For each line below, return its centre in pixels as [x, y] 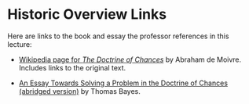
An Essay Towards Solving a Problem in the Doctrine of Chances [123, 83]
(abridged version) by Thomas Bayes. [79, 91]
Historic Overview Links [87, 14]
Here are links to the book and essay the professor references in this [118, 36]
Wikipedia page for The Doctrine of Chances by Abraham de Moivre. [130, 59]
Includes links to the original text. [72, 67]
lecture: [20, 44]
